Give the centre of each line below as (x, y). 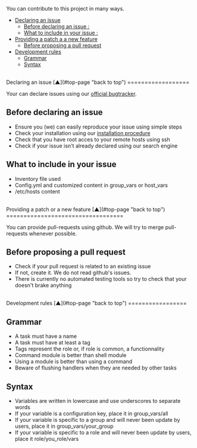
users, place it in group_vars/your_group (64, 426)
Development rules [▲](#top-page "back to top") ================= (96, 303)
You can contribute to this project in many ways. (65, 9)
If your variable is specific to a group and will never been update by (97, 420)
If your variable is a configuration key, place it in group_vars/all (91, 413)
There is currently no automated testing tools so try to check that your (101, 279)
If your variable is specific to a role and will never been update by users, (103, 433)
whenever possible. (53, 233)
